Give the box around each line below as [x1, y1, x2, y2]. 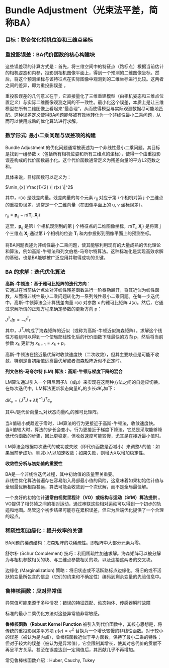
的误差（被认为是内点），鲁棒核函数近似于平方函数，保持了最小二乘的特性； [5, 634, 162, 640]
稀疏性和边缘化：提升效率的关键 [5, 527, 83, 534]
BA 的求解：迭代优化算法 [5, 268, 65, 275]
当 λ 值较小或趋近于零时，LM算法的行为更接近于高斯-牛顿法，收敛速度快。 [5, 421, 157, 427]
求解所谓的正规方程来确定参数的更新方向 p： [9, 306, 102, 312]
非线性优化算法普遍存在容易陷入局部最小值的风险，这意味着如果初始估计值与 [5, 477, 164, 483]
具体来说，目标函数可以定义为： [5, 174, 71, 180]
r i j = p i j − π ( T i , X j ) [5, 212, 40, 219]
